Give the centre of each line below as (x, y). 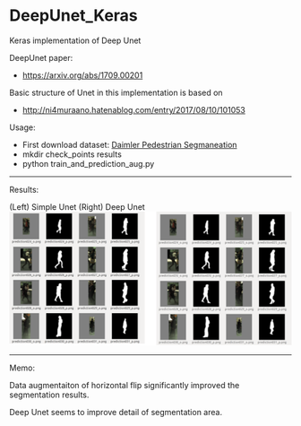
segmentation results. (49, 395)
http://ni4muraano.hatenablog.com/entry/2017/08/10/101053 (134, 109)
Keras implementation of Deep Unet (75, 40)
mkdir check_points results (72, 154)
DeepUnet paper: (41, 57)
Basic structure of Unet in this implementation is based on (116, 92)
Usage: (22, 127)
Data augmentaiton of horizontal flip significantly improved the (125, 385)
